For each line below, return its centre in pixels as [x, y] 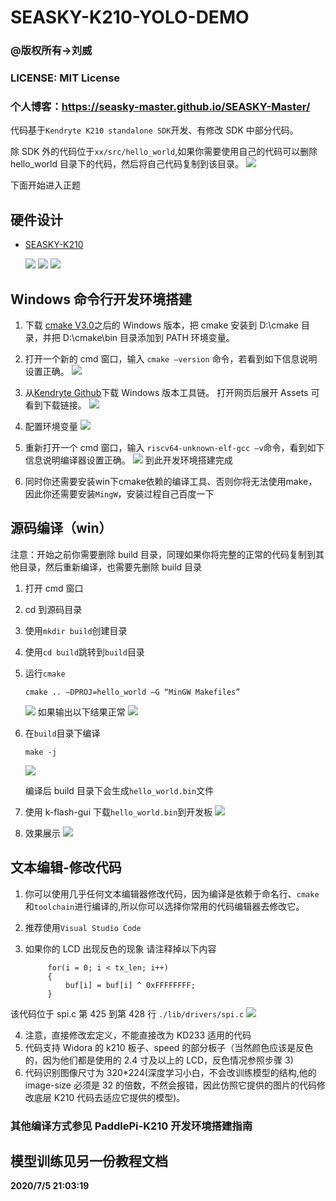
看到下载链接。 [55, 405]
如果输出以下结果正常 [81, 712]
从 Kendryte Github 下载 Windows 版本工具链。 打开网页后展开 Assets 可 [172, 392]
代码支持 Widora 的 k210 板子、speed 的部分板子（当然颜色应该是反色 [169, 1047]
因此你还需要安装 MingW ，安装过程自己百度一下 [119, 493]
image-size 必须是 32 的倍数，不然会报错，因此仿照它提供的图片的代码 [170, 1085]
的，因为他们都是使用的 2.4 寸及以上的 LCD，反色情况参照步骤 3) [159, 1060]
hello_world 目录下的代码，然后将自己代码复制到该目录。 [127, 164]
